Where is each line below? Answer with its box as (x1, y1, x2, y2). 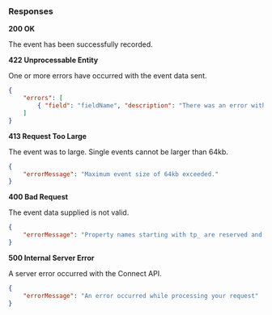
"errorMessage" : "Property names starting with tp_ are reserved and (23, 231, 263, 239)
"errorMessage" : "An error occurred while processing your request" (23, 292, 259, 300)
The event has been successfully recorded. (8, 40, 154, 49)
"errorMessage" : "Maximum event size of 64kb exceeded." (23, 170, 219, 178)
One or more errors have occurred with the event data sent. (8, 71, 208, 81)
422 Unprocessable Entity (8, 55, 99, 65)
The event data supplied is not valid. (8, 208, 130, 217)
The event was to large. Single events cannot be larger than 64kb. (8, 147, 228, 157)
